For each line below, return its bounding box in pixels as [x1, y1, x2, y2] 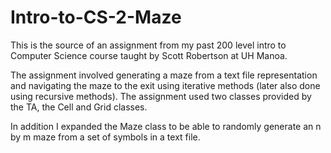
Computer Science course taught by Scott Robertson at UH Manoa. [10, 49, 288, 61]
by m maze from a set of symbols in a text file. [10, 131, 201, 143]
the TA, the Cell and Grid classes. [10, 101, 148, 113]
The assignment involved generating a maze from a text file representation [10, 69, 318, 81]
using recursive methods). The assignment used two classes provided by [10, 90, 312, 102]
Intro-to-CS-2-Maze [10, 6, 182, 29]
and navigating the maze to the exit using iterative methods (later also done [10, 79, 321, 91]
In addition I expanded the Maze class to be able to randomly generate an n [10, 120, 322, 132]
